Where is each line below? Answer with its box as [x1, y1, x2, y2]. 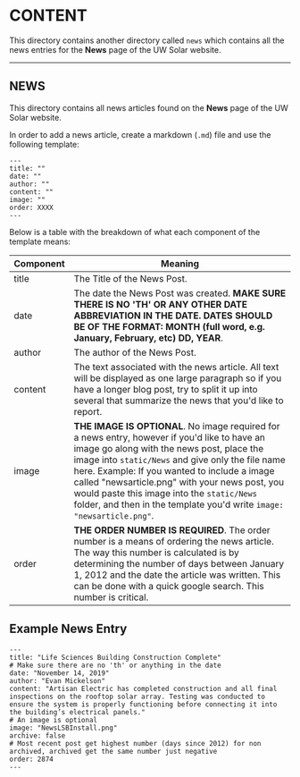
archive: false [9, 731, 66, 740]
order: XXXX [9, 203, 54, 212]
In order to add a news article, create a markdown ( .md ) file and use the [9, 129, 271, 139]
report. [73, 405, 103, 418]
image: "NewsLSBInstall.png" [9, 723, 118, 732]
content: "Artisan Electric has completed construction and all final [9, 684, 278, 693]
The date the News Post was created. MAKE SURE [73, 287, 287, 300]
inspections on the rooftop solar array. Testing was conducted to [9, 692, 266, 701]
